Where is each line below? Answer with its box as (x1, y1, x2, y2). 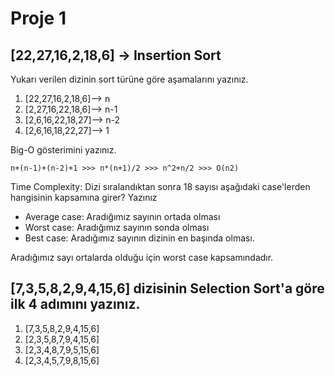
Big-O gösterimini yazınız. (10, 144, 117, 156)
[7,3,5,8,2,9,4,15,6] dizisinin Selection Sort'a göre (10, 280, 325, 297)
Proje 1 (10, 7, 67, 30)
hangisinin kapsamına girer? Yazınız (10, 192, 158, 203)
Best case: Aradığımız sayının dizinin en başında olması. (24, 232, 255, 244)
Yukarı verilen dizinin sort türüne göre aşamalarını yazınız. (10, 73, 249, 85)
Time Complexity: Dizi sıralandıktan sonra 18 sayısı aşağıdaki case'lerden (10, 181, 311, 192)
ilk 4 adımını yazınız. (10, 296, 141, 313)
